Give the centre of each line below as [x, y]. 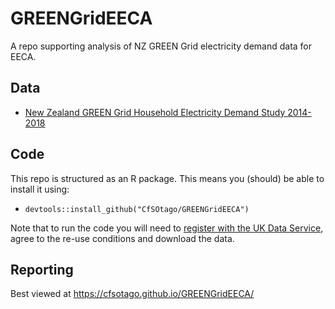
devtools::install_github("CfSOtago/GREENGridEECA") [137, 209]
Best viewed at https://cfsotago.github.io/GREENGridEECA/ [132, 294]
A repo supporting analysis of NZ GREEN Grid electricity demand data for [161, 46]
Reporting [42, 269]
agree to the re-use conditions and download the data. [122, 238]
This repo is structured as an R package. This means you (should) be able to [167, 178]
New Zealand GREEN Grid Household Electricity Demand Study [155, 112]
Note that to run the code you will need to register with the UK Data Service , [167, 228]
